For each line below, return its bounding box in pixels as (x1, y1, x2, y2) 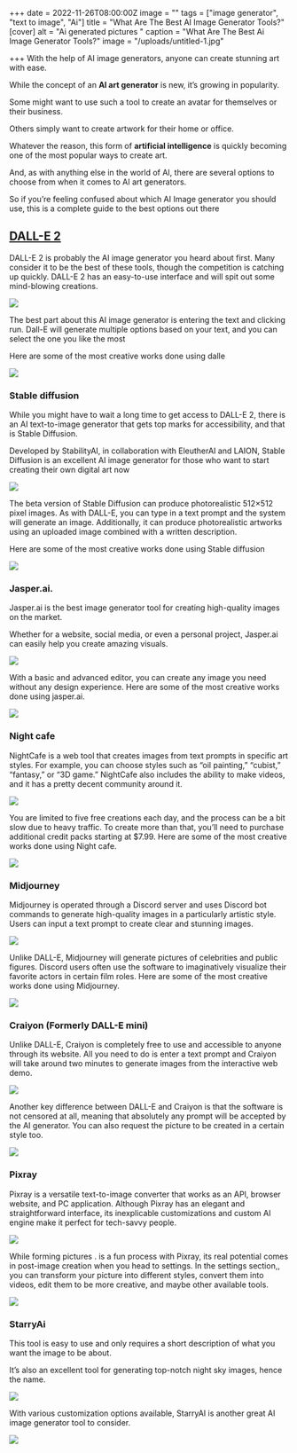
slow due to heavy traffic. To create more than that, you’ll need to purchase (9, 821, 285, 832)
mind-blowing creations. (9, 280, 98, 291)
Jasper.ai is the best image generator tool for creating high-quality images (9, 602, 281, 613)
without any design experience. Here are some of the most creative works (9, 682, 280, 693)
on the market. (9, 612, 63, 623)
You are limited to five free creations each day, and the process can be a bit (9, 812, 285, 823)
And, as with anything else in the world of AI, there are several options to (9, 168, 275, 177)
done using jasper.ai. (9, 691, 86, 702)
